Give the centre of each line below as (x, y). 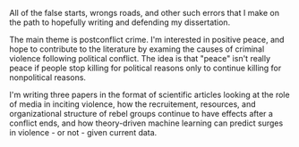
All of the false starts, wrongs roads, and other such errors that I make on (145, 13)
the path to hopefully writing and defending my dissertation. (120, 22)
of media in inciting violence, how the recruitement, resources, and (133, 104)
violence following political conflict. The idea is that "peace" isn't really (140, 58)
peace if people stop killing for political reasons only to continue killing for (145, 68)
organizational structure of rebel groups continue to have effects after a (141, 114)
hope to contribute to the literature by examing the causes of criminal (137, 49)
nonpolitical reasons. (48, 78)
